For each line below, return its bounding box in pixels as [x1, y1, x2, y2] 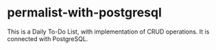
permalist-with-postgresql [7, 5, 163, 21]
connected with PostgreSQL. [7, 34, 88, 42]
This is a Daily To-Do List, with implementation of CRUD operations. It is [7, 27, 210, 36]
